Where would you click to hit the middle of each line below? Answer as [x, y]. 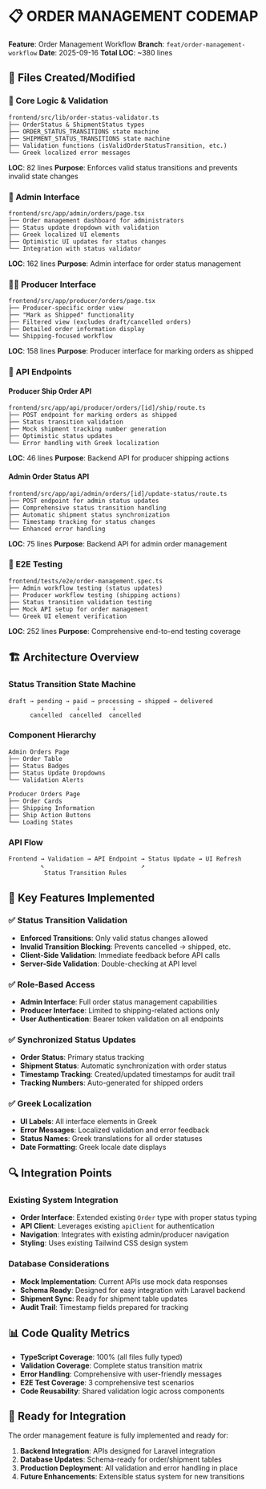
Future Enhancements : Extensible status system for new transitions [132, 1477]
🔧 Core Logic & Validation [58, 100]
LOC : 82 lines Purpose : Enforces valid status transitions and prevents [123, 167]
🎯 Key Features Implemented [81, 898]
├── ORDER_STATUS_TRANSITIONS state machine [84, 131]
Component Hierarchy [52, 735]
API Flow [26, 842]
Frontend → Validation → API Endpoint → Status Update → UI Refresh [125, 859]
